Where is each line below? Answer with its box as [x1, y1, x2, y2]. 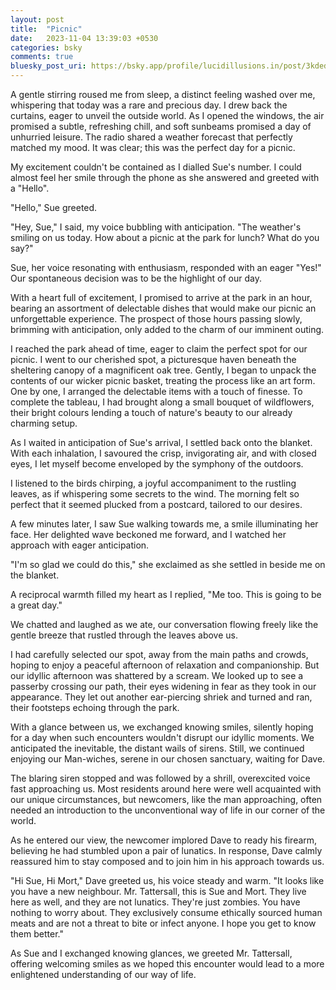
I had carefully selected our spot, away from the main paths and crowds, [10, 649, 309, 660]
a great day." [10, 599, 63, 611]
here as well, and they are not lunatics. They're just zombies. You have [10, 896, 301, 908]
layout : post [10, 14, 65, 25]
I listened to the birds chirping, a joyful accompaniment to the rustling [10, 477, 297, 489]
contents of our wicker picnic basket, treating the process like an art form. [10, 375, 316, 386]
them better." [10, 928, 64, 940]
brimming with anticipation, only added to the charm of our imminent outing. [10, 324, 325, 335]
